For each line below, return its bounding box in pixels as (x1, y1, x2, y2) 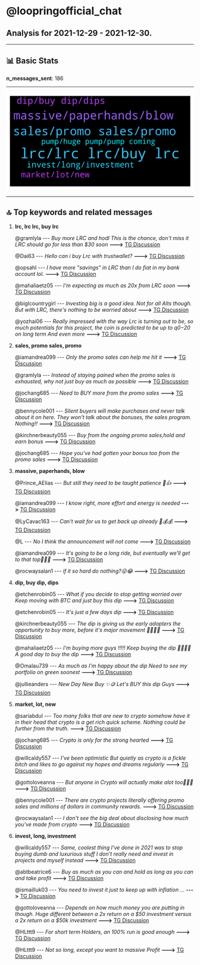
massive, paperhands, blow (14, 468, 85, 475)
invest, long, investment (14, 832, 76, 840)
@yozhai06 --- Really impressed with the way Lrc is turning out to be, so (14, 318, 193, 325)
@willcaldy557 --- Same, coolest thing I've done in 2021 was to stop (14, 844, 183, 852)
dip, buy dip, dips (14, 579, 59, 586)
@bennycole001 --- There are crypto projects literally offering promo (14, 797, 185, 804)
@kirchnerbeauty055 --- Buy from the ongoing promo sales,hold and (14, 432, 186, 439)
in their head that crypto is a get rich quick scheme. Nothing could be (14, 718, 186, 726)
